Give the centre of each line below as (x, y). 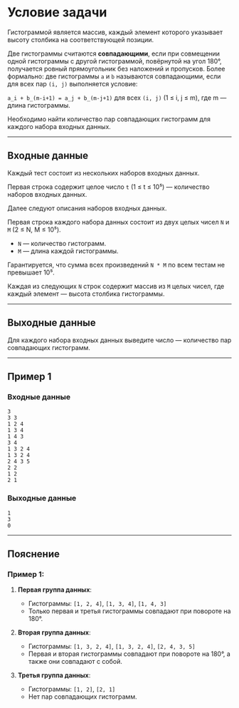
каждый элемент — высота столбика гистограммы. (86, 294)
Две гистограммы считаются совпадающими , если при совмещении (114, 53)
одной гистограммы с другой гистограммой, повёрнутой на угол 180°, (115, 61)
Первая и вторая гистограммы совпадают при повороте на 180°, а (129, 654)
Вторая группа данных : (54, 632)
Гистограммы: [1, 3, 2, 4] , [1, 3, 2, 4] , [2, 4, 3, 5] (112, 647)
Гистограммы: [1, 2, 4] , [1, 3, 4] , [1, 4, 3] (97, 604)
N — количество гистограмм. (62, 243)
